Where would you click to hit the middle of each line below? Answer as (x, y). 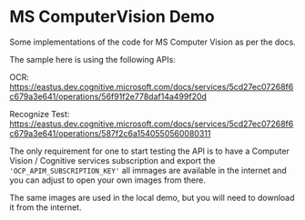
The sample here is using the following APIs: (92, 59)
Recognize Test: (40, 114)
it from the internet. (46, 207)
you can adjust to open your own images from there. (108, 180)
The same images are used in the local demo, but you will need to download (152, 197)
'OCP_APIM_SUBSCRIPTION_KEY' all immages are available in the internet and (148, 170)
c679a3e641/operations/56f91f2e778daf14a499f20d (108, 96)
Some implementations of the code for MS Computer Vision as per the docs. (152, 42)
